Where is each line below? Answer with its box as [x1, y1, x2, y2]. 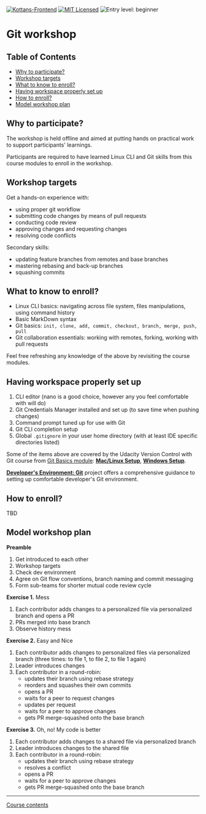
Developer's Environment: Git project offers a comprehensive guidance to [6, 469, 195, 476]
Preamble [6, 543, 32, 551]
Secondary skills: [6, 243, 50, 251]
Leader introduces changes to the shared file [15, 744, 129, 751]
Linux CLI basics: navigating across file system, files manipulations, [15, 303, 186, 310]
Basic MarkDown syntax [15, 316, 77, 323]
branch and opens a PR [15, 611, 75, 619]
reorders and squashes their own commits [24, 681, 132, 689]
